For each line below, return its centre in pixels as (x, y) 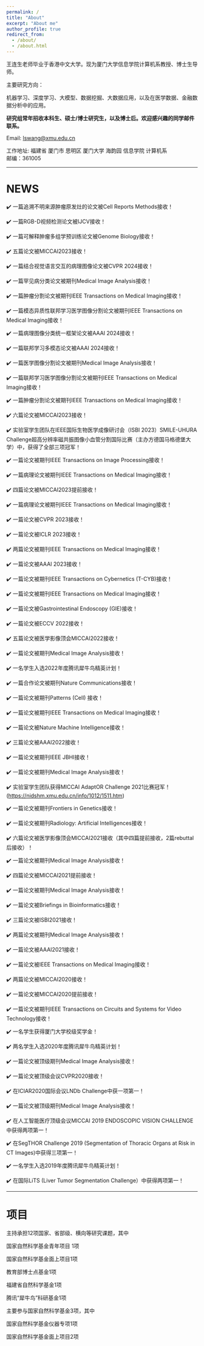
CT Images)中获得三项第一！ (42, 1152)
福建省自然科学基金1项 (34, 1284)
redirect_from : (25, 35)
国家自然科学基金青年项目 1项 (43, 1246)
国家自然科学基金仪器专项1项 (42, 1323)
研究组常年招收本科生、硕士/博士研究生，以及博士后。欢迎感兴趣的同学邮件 (100, 118)
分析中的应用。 (30, 105)
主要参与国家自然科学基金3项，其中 (51, 1311)
